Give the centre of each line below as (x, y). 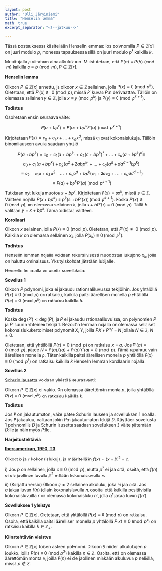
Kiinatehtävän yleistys (28, 537)
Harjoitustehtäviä (23, 440)
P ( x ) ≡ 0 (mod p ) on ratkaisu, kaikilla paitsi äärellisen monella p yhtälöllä (77, 295)
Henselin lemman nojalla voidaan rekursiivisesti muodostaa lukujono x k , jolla (81, 256)
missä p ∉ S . (18, 564)
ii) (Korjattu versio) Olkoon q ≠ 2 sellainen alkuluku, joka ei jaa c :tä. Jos (76, 485)
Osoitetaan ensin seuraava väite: (37, 117)
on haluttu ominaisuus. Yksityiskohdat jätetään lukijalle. (60, 261)
